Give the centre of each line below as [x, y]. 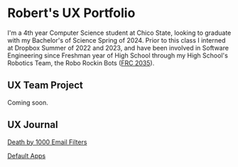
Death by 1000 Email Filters [47, 142]
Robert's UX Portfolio [71, 13]
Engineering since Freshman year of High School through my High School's [118, 55]
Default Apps [27, 156]
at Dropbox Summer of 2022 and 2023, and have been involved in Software [118, 48]
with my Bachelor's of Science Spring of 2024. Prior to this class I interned [117, 40]
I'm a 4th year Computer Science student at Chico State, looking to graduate [119, 33]
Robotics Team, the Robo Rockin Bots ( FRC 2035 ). [81, 63]
